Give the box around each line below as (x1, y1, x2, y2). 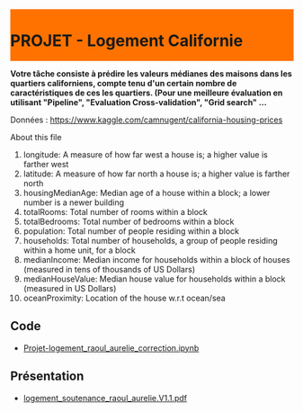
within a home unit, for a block (22, 245, 136, 255)
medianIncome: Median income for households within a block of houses (22, 254, 290, 264)
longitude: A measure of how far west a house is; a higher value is (22, 148, 268, 160)
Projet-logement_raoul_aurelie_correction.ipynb (22, 342, 200, 354)
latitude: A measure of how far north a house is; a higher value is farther (22, 168, 290, 179)
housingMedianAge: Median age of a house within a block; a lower (22, 187, 271, 198)
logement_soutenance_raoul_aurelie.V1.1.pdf (22, 392, 188, 403)
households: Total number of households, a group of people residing (22, 235, 278, 246)
